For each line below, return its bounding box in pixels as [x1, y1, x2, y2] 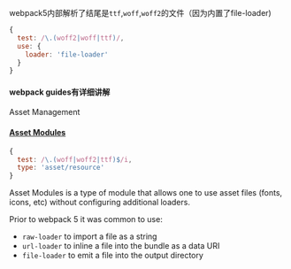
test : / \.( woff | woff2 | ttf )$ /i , [17, 155, 133, 164]
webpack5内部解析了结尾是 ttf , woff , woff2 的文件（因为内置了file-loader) [9, 8, 272, 18]
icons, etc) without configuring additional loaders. [9, 197, 190, 208]
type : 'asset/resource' [17, 163, 104, 173]
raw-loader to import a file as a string [21, 231, 157, 242]
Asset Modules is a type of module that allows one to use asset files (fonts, [9, 188, 283, 198]
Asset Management [9, 107, 80, 118]
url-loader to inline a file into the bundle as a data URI [21, 241, 220, 251]
